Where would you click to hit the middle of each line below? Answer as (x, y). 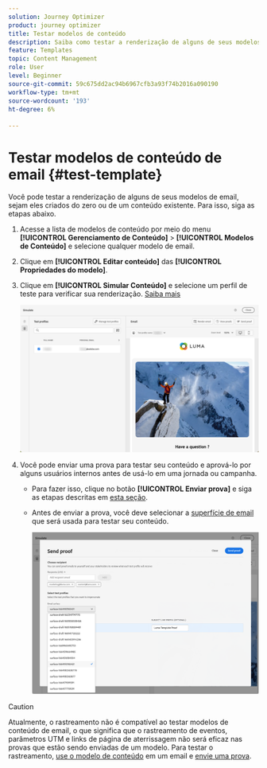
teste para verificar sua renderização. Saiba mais (100, 294)
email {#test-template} (85, 175)
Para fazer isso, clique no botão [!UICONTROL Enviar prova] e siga (142, 489)
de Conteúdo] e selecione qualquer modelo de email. (107, 246)
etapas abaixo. (33, 214)
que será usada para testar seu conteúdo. (100, 521)
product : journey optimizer (55, 25)
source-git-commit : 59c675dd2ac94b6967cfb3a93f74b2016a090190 (113, 84)
